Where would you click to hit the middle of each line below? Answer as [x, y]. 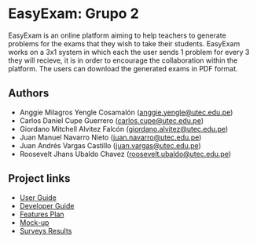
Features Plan [42, 214]
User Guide [38, 198]
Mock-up [34, 222]
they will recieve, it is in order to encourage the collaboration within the [123, 60]
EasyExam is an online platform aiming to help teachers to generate [117, 35]
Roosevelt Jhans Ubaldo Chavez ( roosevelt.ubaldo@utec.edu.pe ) [125, 154]
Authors [29, 94]
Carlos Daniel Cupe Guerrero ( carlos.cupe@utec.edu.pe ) [112, 120]
